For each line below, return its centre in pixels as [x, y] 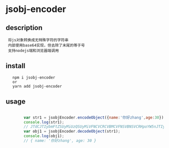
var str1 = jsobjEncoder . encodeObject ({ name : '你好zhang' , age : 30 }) [94, 117]
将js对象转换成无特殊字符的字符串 [38, 40]
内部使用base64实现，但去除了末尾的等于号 [46, 45]
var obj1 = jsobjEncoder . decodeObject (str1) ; [72, 131]
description [24, 28]
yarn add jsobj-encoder [37, 86]
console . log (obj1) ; [44, 136]
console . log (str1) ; [44, 122]
